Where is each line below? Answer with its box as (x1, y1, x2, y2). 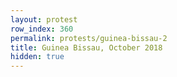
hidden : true (10, 52, 65, 62)
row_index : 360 (10, 24, 74, 34)
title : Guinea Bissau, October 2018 (10, 42, 163, 53)
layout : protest (10, 14, 78, 25)
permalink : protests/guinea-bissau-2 (10, 33, 168, 43)
